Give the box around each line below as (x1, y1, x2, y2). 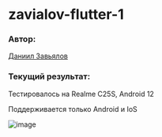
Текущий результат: (8, 71, 91, 82)
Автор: (8, 34, 36, 45)
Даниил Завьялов (8, 51, 69, 61)
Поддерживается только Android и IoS (8, 104, 138, 113)
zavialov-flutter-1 (8, 6, 124, 24)
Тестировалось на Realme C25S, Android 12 (8, 89, 154, 98)
